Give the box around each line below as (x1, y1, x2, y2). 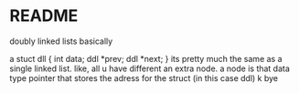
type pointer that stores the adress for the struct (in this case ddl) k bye (9, 72, 279, 83)
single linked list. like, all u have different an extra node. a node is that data (9, 63, 291, 74)
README (9, 5, 79, 26)
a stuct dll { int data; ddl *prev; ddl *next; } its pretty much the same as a (9, 53, 283, 64)
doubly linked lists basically (9, 36, 113, 46)
